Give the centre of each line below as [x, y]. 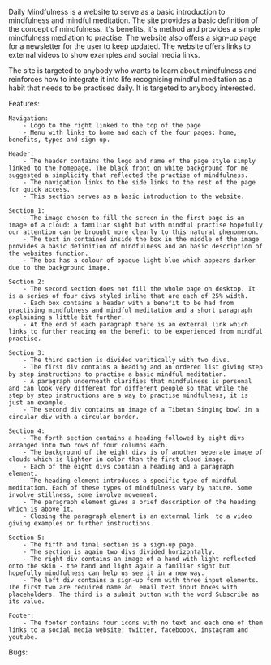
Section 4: [27, 431]
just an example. [38, 403]
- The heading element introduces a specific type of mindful [130, 481]
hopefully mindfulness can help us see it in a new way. [107, 573]
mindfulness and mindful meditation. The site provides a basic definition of [133, 20]
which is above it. [41, 509]
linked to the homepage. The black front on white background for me [129, 168]
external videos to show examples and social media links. [104, 55]
